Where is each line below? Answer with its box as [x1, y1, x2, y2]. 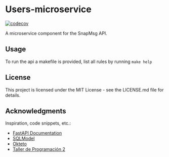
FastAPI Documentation [12, 130, 62, 136]
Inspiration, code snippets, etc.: [5, 120, 71, 127]
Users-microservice [5, 4, 92, 15]
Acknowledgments [5, 107, 67, 115]
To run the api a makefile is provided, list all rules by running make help [5, 58, 152, 65]
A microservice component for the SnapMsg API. [5, 30, 107, 36]
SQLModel [12, 136, 35, 142]
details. [5, 92, 21, 98]
